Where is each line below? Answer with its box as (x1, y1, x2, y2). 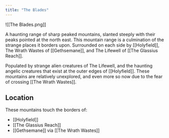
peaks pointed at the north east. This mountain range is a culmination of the (5, 37, 164, 43)
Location (5, 93, 34, 102)
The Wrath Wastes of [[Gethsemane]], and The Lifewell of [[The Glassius (5, 47, 158, 53)
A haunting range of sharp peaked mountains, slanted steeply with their (5, 31, 156, 37)
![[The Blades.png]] (5, 21, 46, 27)
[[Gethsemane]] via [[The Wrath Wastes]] (12, 127, 100, 133)
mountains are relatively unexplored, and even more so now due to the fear (5, 73, 163, 79)
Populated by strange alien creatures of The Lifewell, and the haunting (5, 62, 153, 68)
